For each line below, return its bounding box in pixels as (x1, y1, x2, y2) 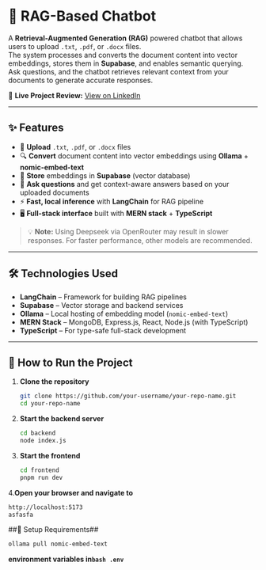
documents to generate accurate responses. (8, 75, 153, 85)
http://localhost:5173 (8, 503, 83, 511)
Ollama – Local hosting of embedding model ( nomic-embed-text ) (19, 309, 229, 318)
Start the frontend (19, 450, 81, 460)
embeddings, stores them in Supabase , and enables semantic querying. (8, 59, 244, 68)
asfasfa (8, 511, 34, 519)
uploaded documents (19, 188, 89, 197)
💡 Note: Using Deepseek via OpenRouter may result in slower (27, 226, 230, 236)
